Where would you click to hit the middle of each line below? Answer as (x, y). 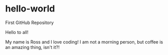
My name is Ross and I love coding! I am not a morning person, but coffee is (84, 42)
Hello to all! (17, 32)
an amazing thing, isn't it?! (32, 47)
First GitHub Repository (30, 22)
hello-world (30, 9)
